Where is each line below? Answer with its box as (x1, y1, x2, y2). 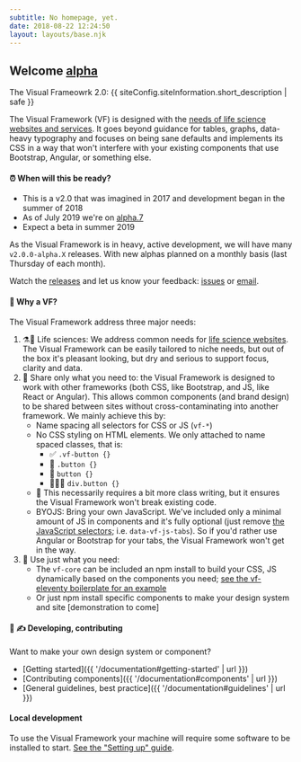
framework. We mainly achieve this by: (22, 410, 166, 421)
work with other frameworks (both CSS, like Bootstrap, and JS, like (22, 381, 270, 392)
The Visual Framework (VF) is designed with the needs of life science (9, 114, 267, 125)
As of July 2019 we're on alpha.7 (22, 212, 144, 223)
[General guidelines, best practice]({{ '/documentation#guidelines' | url (22, 682, 286, 693)
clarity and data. (22, 362, 84, 373)
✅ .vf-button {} (49, 448, 111, 459)
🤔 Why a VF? (9, 296, 58, 306)
